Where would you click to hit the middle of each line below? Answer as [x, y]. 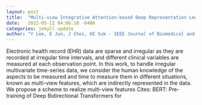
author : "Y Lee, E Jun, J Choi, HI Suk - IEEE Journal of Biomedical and [101, 34]
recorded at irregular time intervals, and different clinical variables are [93, 58]
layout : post [23, 12]
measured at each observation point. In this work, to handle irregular [91, 64]
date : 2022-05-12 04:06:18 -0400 [51, 23]
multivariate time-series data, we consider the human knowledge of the [95, 70]
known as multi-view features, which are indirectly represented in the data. [99, 83]
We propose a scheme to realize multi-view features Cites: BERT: [87, 89]
